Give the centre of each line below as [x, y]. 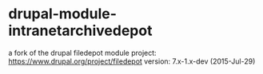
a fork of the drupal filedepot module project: [83, 53]
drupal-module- [63, 14]
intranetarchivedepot [80, 31]
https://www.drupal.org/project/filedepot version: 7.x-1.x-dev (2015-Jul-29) [132, 61]
